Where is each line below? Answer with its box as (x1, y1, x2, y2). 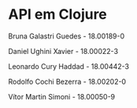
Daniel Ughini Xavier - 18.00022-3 (8, 46, 119, 56)
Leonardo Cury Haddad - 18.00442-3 (8, 61, 130, 71)
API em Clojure (8, 5, 108, 23)
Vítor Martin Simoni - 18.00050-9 (8, 92, 116, 101)
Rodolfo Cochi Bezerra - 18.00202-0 (8, 77, 127, 86)
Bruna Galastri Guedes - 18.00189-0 (8, 31, 125, 41)
